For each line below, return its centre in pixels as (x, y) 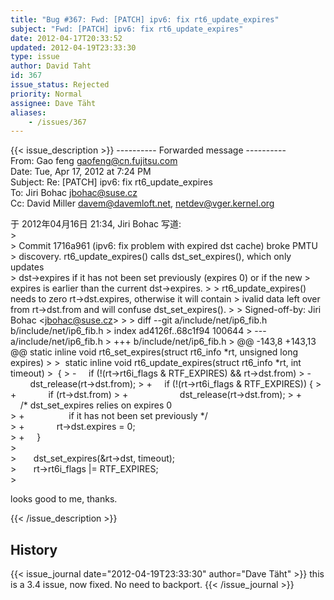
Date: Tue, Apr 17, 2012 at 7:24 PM (81, 172)
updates (27, 267)
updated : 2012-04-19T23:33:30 (73, 47)
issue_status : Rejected (60, 85)
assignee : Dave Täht (53, 103)
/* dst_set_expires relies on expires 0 (96, 405)
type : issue (35, 57)
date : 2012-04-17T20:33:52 (66, 38)
